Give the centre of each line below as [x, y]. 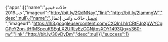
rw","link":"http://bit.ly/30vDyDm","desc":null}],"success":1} [67, 34]
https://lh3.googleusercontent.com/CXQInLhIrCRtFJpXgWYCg [98, 23]
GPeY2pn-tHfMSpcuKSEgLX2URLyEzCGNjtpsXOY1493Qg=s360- [73, 29]
